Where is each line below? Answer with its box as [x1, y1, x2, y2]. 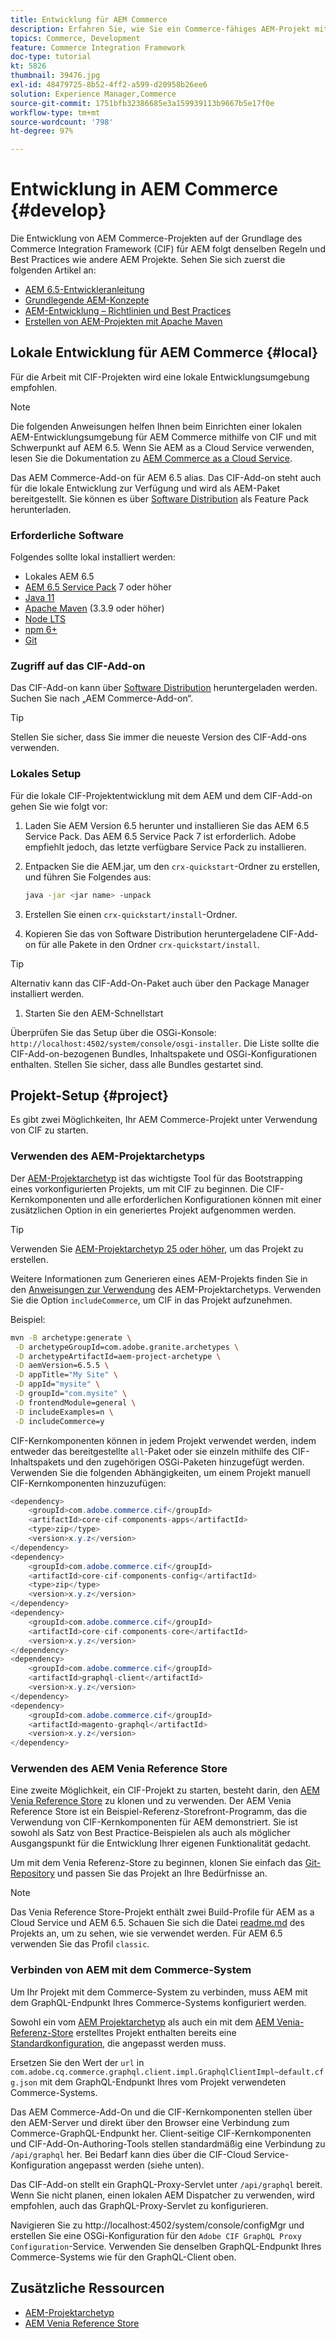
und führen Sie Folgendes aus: [24, 871, 152, 883]
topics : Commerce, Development [10, 33, 141, 43]
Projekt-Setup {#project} [10, 1087, 170, 1105]
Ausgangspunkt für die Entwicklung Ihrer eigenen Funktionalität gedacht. [10, 1837, 312, 1850]
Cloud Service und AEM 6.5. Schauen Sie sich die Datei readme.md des [10, 1917, 305, 1929]
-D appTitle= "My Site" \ [14, 1370, 118, 1380]
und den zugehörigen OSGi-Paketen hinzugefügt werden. [67, 1456, 305, 1468]
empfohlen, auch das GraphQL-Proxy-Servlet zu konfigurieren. [10, 2199, 269, 2211]
